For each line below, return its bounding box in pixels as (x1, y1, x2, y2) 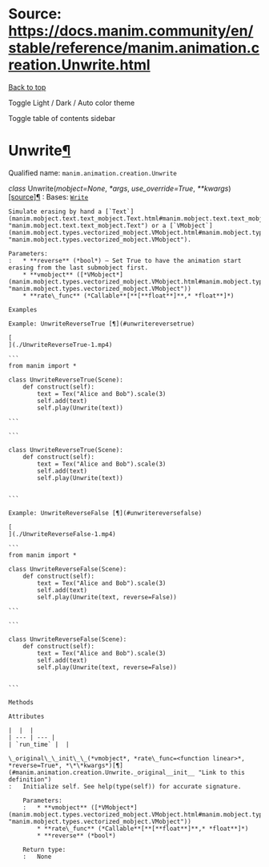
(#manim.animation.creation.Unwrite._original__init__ (8, 768, 195, 776)
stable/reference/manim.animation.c (8, 39, 260, 57)
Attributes (8, 712, 45, 720)
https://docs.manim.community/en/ (8, 22, 254, 40)
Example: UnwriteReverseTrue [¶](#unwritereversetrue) (8, 320, 195, 328)
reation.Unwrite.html (8, 56, 151, 75)
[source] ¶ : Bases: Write (8, 192, 89, 201)
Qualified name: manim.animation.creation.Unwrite (8, 167, 178, 177)
